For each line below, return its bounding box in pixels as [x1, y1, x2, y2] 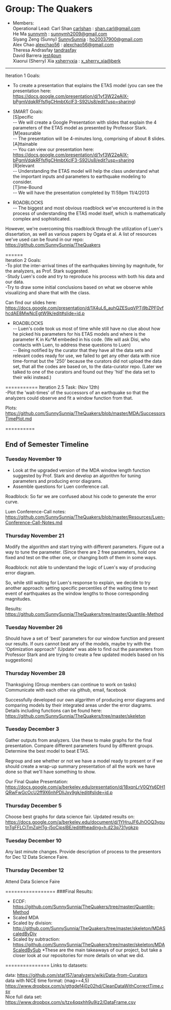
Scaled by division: [12, 920, 52, 926]
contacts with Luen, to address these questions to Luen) [12, 342, 131, 348]
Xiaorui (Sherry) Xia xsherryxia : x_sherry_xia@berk [12, 58, 121, 64]
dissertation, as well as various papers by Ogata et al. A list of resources [5, 231, 157, 237]
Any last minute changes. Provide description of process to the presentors [5, 849, 161, 855]
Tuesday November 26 [5, 623, 63, 631]
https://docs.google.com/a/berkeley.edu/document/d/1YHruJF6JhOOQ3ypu [5, 819, 165, 825]
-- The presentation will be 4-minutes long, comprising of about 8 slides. [12, 135, 165, 142]
